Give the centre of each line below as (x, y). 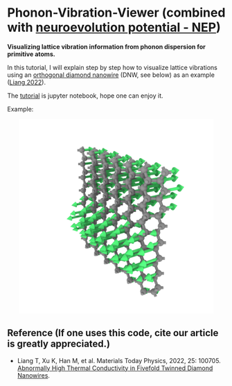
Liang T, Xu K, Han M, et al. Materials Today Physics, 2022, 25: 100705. (119, 360)
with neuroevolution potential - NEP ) (114, 27)
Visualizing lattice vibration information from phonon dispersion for (106, 46)
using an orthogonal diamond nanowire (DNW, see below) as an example (111, 75)
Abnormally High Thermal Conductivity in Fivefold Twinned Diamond (115, 368)
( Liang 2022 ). (27, 82)
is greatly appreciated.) (59, 344)
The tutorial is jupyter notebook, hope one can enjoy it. (86, 96)
